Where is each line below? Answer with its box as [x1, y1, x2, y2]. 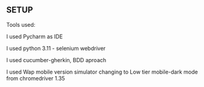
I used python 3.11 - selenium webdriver [6, 44, 106, 52]
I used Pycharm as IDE [6, 33, 63, 40]
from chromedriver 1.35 [6, 74, 65, 82]
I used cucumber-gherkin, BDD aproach [6, 56, 107, 63]
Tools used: [6, 21, 35, 28]
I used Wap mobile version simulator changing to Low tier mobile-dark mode [6, 68, 198, 75]
